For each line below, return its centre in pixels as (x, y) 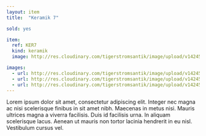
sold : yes (19, 29)
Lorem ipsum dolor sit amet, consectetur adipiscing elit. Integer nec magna (101, 102)
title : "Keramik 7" (33, 18)
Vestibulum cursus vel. (35, 128)
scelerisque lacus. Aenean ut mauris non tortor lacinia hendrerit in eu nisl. (99, 121)
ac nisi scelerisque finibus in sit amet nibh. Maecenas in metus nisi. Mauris (101, 109)
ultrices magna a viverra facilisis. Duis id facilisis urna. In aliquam (88, 115)
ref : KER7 (24, 45)
